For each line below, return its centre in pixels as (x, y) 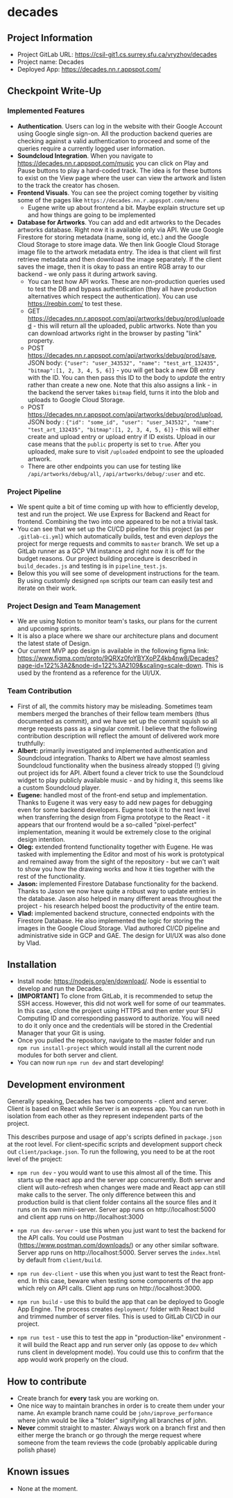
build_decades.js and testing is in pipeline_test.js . (92, 566)
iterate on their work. (47, 588)
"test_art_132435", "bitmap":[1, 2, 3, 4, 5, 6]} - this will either (123, 429)
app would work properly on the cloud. (72, 1360)
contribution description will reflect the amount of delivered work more (118, 735)
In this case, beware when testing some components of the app (122, 1281)
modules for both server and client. (67, 1055)
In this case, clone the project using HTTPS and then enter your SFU (115, 1011)
